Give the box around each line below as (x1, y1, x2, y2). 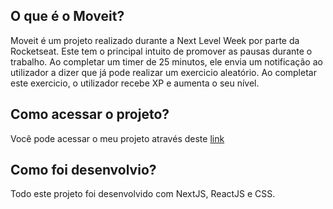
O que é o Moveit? (10, 8, 125, 25)
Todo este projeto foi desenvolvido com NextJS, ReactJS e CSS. (10, 188, 276, 200)
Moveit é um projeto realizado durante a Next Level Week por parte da (10, 34, 300, 46)
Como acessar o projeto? (10, 106, 170, 123)
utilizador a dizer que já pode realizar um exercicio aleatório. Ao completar (10, 66, 317, 78)
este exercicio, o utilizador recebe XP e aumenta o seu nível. (10, 77, 260, 89)
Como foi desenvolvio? (10, 162, 157, 179)
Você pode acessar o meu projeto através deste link (10, 132, 225, 144)
